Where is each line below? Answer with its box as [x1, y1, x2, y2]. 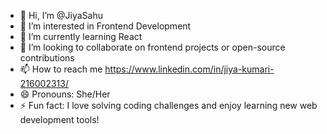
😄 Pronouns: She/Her [19, 88, 111, 100]
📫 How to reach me [19, 63, 103, 75]
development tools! [19, 114, 100, 125]
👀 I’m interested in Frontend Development [19, 20, 192, 32]
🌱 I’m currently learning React [19, 31, 143, 42]
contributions [19, 52, 75, 64]
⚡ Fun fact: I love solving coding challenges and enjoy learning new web [19, 100, 318, 111]
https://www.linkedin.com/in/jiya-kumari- [104, 63, 275, 75]
